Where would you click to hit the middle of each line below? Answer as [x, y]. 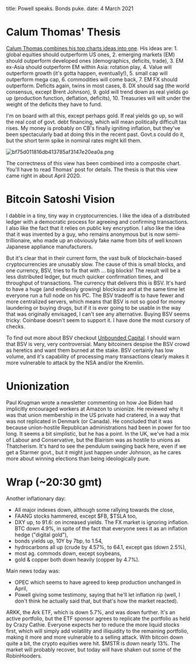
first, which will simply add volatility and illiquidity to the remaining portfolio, [97, 631]
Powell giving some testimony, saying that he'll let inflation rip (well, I [97, 594]
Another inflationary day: [36, 498]
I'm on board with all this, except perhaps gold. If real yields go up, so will [94, 115]
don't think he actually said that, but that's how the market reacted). [96, 601]
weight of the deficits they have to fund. [54, 104]
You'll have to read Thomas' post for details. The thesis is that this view [92, 169]
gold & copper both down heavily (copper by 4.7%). [77, 559]
